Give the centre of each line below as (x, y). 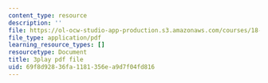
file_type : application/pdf (55, 38)
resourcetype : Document (48, 52)
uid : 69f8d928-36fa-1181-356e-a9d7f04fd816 (82, 67)
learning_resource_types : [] (57, 45)
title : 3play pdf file (46, 60)
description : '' (35, 23)
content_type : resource (48, 15)
